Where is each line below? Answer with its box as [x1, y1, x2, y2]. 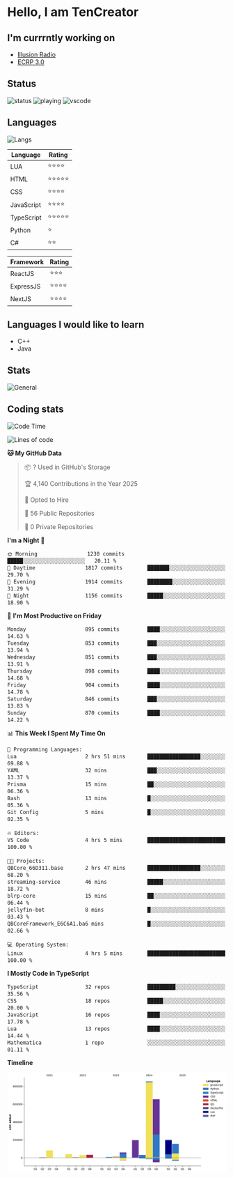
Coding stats [7, 404, 64, 415]
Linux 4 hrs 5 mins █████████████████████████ [7, 949, 226, 957]
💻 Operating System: [7, 941, 70, 948]
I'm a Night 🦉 [7, 536, 45, 544]
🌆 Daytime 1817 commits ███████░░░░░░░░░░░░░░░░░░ [7, 564, 226, 572]
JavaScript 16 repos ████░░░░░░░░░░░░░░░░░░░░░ [7, 1011, 226, 1018]
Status [7, 78, 37, 90]
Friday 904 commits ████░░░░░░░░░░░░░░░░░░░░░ [7, 681, 226, 689]
